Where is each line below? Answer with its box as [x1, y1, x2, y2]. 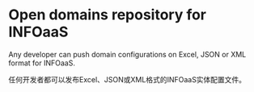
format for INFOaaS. [8, 58, 75, 68]
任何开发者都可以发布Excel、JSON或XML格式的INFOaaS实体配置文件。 [8, 74, 247, 84]
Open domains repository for [8, 6, 207, 24]
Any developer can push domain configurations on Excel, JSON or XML [8, 49, 247, 59]
